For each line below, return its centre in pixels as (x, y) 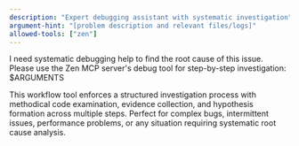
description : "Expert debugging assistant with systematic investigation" (151, 17)
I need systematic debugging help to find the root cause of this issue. (137, 59)
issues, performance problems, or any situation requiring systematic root (143, 123)
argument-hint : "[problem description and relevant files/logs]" (133, 26)
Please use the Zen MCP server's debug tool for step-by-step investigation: (148, 68)
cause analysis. (38, 133)
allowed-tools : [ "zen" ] (53, 34)
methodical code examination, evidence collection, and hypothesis (131, 104)
